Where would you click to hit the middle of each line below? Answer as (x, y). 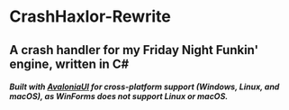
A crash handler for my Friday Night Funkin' (134, 50)
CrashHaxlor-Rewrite (90, 17)
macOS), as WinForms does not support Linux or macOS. (119, 96)
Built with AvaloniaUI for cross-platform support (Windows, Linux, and (144, 87)
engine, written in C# (69, 64)
